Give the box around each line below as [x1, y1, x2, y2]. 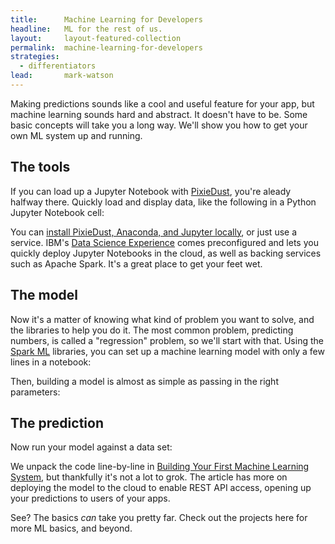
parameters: [10, 386, 61, 398]
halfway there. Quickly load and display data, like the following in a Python [10, 196, 317, 208]
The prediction [10, 414, 104, 431]
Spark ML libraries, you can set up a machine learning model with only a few [10, 345, 325, 357]
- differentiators [19, 61, 97, 71]
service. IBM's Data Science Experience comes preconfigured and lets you [10, 236, 319, 248]
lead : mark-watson [10, 71, 114, 81]
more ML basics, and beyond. [10, 522, 133, 535]
